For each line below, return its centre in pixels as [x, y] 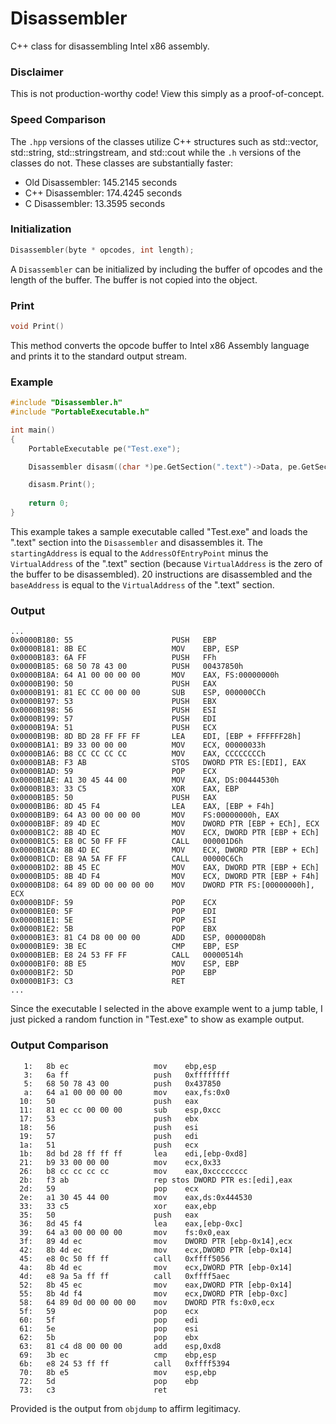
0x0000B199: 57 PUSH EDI [113, 719]
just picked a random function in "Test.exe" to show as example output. [157, 1019]
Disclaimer [37, 72]
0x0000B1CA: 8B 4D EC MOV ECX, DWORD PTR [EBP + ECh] [165, 850]
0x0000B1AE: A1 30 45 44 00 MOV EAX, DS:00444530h [145, 780]
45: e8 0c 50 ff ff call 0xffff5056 [124, 1258]
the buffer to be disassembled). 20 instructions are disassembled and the [161, 574]
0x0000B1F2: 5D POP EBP [113, 973]
